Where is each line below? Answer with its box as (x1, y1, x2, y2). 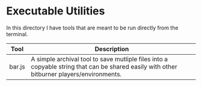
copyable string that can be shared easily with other (31, 62, 177, 70)
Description (94, 45, 129, 53)
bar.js (9, 62, 25, 70)
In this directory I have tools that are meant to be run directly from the (6, 24, 179, 31)
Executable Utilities (6, 4, 105, 18)
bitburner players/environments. (31, 70, 122, 78)
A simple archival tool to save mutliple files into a (31, 55, 168, 63)
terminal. (6, 30, 28, 37)
